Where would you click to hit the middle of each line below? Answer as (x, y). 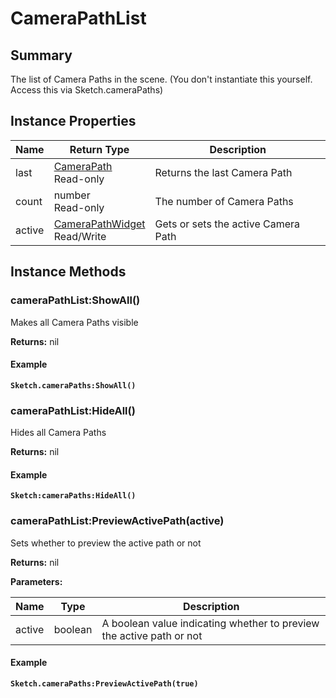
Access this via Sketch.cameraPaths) (87, 90)
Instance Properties (73, 121)
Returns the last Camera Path (223, 172)
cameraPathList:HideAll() (73, 410)
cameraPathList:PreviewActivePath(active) (117, 521)
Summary (41, 55)
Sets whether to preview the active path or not (106, 543)
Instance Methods (68, 272)
